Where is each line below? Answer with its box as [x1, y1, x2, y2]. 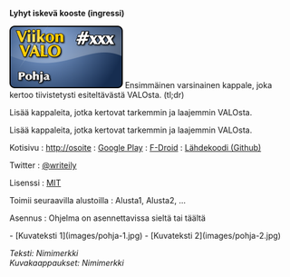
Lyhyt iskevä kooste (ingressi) [9, 8, 125, 18]
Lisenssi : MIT [9, 177, 62, 188]
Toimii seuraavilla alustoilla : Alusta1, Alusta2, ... [9, 195, 187, 205]
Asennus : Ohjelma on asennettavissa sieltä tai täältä [9, 213, 207, 223]
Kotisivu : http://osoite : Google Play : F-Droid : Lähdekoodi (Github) [9, 143, 262, 153]
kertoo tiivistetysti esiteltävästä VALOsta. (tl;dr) [9, 90, 185, 100]
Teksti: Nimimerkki [9, 248, 79, 258]
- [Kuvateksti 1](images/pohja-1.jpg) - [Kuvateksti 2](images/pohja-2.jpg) [9, 231, 281, 241]
